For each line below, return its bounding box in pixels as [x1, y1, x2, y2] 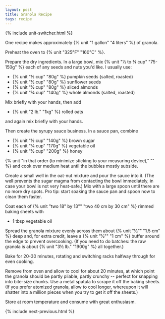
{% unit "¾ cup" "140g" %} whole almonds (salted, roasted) [12, 90, 135, 96]
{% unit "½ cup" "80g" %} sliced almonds [12, 84, 98, 90]
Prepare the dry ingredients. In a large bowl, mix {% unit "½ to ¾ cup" [5, 59, 148, 65]
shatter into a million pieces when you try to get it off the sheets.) [5, 289, 138, 295]
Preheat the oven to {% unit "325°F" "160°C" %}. [5, 49, 106, 55]
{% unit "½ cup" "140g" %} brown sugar [12, 137, 95, 144]
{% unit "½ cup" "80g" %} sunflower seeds [12, 79, 101, 85]
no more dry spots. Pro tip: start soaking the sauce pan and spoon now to [5, 189, 156, 194]
